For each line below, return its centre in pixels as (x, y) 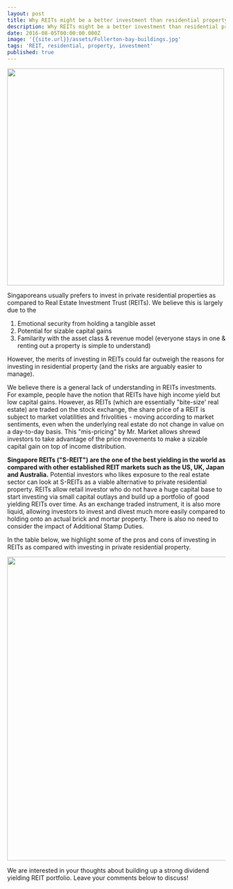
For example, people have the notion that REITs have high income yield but (114, 394)
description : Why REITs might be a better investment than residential (113, 26)
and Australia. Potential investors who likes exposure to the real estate (109, 474)
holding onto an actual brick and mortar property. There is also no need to (113, 519)
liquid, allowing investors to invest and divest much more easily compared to (116, 511)
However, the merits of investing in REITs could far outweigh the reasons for (116, 359)
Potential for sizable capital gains (64, 331)
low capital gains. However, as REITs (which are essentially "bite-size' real (113, 402)
